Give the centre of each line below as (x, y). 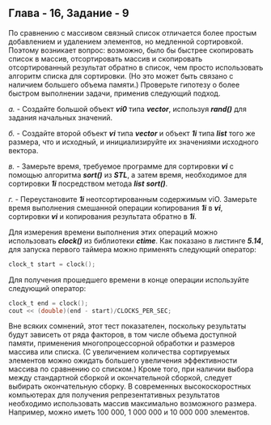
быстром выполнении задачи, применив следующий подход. (114, 93)
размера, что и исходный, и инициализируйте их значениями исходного (133, 142)
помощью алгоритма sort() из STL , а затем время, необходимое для (128, 174)
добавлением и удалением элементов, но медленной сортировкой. (126, 41)
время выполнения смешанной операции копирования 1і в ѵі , (116, 208)
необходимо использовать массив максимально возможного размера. (133, 404)
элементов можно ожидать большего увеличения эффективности (123, 361)
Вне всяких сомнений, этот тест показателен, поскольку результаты (127, 326)
